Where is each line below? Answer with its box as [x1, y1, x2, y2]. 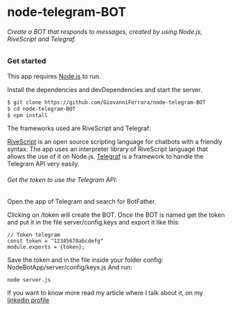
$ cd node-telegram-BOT [7, 105, 76, 112]
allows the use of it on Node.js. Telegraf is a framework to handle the [7, 152, 204, 161]
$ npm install [7, 112, 48, 118]
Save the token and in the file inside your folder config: [7, 256, 164, 264]
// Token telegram [7, 231, 60, 238]
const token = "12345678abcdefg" [7, 237, 104, 245]
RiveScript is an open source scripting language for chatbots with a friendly [7, 138, 223, 146]
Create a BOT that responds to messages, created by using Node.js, [7, 27, 203, 35]
